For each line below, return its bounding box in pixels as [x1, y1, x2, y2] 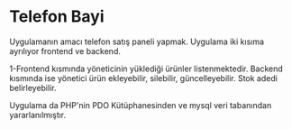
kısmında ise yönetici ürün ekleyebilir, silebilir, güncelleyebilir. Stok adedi [9, 72, 278, 83]
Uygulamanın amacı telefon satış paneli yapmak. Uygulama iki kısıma [9, 36, 264, 47]
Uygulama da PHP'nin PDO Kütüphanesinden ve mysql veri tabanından [9, 99, 272, 110]
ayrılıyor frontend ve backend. [9, 45, 122, 56]
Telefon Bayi [9, 6, 105, 27]
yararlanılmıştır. [9, 109, 67, 120]
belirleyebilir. [9, 82, 57, 93]
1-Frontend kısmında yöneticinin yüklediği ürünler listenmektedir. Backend [9, 63, 284, 74]
